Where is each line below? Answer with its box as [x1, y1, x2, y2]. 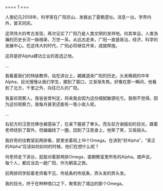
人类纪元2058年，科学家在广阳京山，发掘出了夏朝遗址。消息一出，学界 [5, 14, 147, 20]
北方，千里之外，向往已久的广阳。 [13, 85, 81, 90]
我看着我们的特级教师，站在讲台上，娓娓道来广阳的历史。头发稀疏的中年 [5, 73, 149, 78]
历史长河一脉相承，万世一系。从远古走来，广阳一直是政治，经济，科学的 [13, 36, 158, 42]
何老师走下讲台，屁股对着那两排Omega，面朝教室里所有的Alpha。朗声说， [5, 154, 154, 159]
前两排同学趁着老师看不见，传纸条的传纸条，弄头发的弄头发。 [5, 170, 129, 176]
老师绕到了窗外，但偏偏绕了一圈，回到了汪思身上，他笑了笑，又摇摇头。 [5, 127, 149, 133]
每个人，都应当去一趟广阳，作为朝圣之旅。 [5, 160, 90, 166]
